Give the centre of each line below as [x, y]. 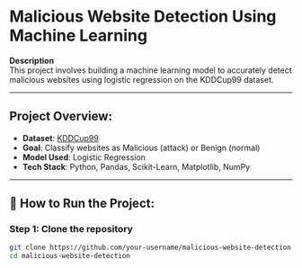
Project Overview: [61, 116]
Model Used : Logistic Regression [84, 157]
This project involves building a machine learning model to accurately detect [151, 70]
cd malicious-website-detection [70, 256]
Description [32, 60]
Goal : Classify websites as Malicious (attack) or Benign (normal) [141, 147]
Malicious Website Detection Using [143, 17]
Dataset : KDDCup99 [60, 138]
